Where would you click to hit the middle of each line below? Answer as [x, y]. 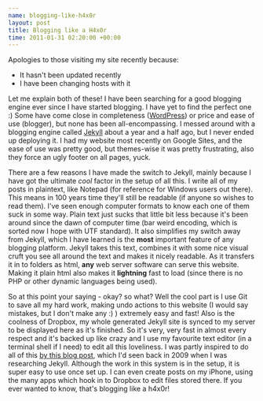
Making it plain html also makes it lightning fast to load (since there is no [126, 273]
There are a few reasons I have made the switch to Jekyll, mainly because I [130, 173]
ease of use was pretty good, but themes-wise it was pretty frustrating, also [131, 149]
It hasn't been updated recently [70, 75]
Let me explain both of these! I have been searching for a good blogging [125, 98]
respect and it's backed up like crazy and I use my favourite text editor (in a [130, 339]
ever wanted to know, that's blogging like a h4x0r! [89, 389]
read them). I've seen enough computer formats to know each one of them [129, 206]
